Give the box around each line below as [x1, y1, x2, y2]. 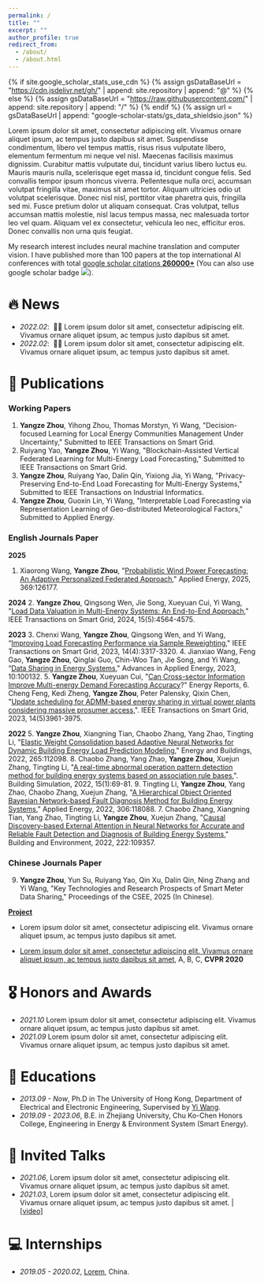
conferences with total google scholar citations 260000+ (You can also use [8, 258, 255, 268]
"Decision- [202, 421, 238, 430]
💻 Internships [8, 1235, 102, 1253]
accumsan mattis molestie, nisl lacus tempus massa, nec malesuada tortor [8, 210, 250, 219]
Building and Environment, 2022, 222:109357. [8, 837, 156, 847]
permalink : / [8, 11, 51, 20]
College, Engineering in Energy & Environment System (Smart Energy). [19, 1118, 249, 1128]
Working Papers [8, 403, 72, 414]
